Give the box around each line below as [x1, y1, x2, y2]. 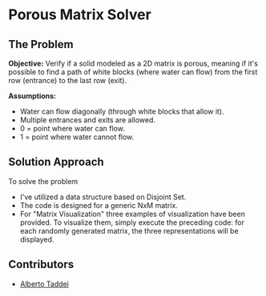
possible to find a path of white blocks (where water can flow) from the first [8, 67, 258, 77]
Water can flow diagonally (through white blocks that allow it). [19, 106, 224, 116]
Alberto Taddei [19, 278, 70, 289]
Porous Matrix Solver [8, 6, 152, 24]
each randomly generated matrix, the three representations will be [19, 226, 239, 235]
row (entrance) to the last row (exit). [8, 76, 127, 85]
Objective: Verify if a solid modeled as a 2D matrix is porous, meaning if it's [8, 58, 259, 68]
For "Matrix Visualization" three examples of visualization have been [19, 209, 246, 218]
